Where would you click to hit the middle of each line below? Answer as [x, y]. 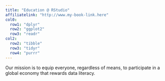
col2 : [11, 39]
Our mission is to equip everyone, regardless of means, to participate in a [83, 68]
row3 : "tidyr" [25, 48]
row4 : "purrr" [25, 53]
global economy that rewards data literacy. [50, 73]
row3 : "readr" [25, 34]
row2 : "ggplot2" [27, 29]
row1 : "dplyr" [25, 24]
